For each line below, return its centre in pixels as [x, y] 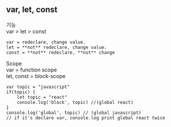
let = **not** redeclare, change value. [57, 47]
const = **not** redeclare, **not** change [61, 53]
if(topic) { [21, 92]
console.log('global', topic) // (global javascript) [74, 113]
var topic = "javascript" [38, 87]
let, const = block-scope [36, 76]
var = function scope [32, 70]
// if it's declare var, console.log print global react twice [86, 118]
